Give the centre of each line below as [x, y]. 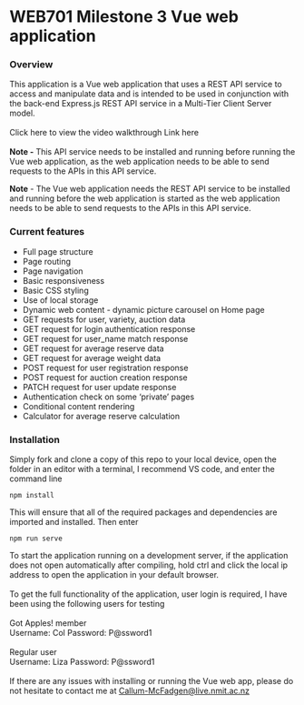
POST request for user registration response [105, 368]
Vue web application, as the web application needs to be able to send [139, 162]
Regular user [33, 652]
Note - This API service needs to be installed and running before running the [152, 152]
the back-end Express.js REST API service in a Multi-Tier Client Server [141, 104]
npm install [32, 496]
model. [22, 113]
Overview [31, 65]
